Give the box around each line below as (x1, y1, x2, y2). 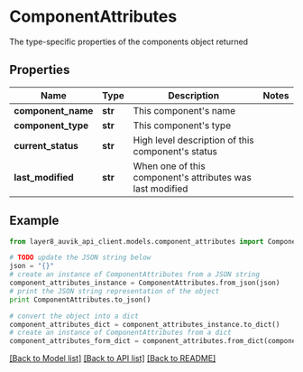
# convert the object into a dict (9, 312, 140, 321)
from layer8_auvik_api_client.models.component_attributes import (9, 237, 264, 246)
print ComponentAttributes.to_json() (9, 295, 151, 304)
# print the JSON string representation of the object (9, 286, 220, 295)
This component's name (133, 104, 236, 116)
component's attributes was (133, 171, 252, 183)
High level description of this (133, 134, 254, 146)
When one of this (133, 160, 206, 172)
